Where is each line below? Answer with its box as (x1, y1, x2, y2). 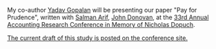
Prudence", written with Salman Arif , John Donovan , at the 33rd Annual (7, 13, 209, 21)
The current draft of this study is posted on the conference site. (7, 34, 188, 42)
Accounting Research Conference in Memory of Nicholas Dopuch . (7, 21, 195, 28)
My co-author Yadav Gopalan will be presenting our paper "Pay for (7, 6, 197, 14)
